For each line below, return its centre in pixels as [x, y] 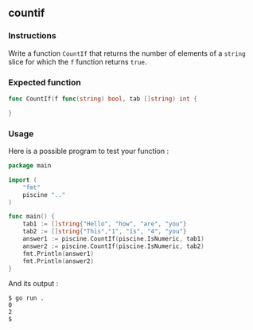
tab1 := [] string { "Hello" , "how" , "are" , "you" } [105, 224]
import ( [23, 180]
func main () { [32, 217]
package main [30, 166]
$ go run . [26, 298]
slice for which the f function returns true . [78, 61]
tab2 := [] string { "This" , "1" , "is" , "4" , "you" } [105, 232]
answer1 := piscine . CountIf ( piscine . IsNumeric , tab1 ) [113, 239]
